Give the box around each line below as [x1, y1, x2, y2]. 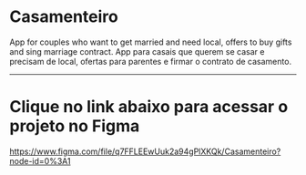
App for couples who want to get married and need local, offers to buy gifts [9, 36, 292, 47]
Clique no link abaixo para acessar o [9, 97, 289, 118]
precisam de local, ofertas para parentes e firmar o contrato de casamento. [9, 56, 292, 67]
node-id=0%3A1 [9, 155, 71, 166]
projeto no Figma [9, 116, 140, 137]
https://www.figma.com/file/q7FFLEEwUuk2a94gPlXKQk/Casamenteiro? [9, 146, 281, 157]
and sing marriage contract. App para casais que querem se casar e [9, 46, 265, 57]
